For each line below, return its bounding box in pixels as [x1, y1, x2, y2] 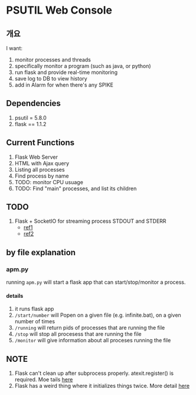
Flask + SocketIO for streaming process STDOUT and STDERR [14, 217, 166, 225]
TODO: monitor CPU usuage [14, 178, 84, 185]
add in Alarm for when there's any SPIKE [14, 81, 114, 88]
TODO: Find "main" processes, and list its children [14, 185, 137, 192]
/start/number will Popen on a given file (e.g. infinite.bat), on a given [14, 311, 181, 319]
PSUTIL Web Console [6, 4, 113, 17]
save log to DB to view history [14, 75, 87, 82]
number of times [14, 318, 55, 325]
